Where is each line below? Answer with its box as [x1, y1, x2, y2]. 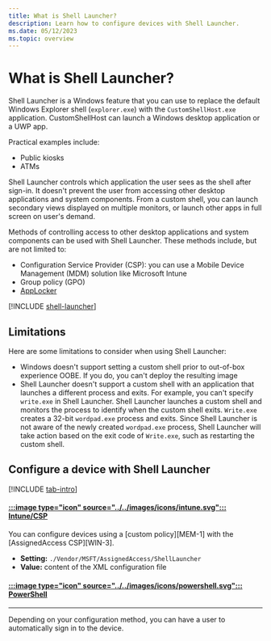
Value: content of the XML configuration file [19, 563, 167, 572]
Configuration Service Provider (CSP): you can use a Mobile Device [19, 260, 244, 270]
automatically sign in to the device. [8, 623, 124, 633]
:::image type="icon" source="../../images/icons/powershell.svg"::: [8, 580, 244, 590]
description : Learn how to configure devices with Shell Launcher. [8, 19, 240, 27]
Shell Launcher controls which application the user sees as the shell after [8, 177, 252, 187]
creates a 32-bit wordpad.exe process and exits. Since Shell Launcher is [19, 414, 258, 423]
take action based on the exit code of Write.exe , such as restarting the [19, 431, 256, 441]
